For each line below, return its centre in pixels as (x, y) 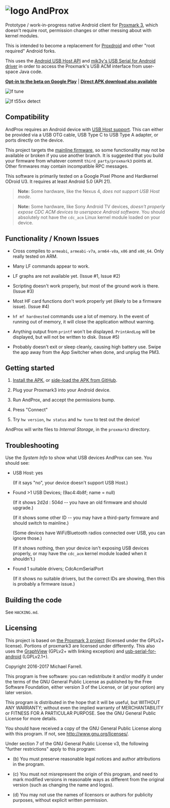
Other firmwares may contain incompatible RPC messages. (67, 166)
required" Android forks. (31, 51)
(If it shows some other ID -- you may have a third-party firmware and (86, 518)
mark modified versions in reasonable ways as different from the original (88, 779)
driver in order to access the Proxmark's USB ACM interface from (74, 66)
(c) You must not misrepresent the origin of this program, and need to (85, 774)
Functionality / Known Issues (52, 239)
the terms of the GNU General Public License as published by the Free (79, 682)
